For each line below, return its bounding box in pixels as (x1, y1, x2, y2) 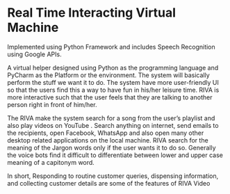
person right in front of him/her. (7, 100, 97, 108)
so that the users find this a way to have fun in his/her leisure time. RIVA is (7, 86, 220, 94)
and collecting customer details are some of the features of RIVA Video (7, 179, 211, 187)
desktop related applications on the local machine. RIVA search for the (7, 136, 208, 144)
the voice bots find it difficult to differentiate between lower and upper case (7, 151, 224, 159)
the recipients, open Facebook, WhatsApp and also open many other (7, 129, 204, 137)
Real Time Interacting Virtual (7, 5, 176, 21)
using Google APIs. (7, 50, 62, 58)
